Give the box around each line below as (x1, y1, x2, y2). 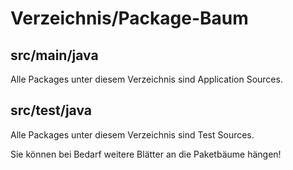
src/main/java (10, 47, 99, 64)
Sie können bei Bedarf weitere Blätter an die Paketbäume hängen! (10, 148, 282, 160)
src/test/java (10, 102, 93, 119)
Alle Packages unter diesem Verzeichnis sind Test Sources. (10, 128, 255, 141)
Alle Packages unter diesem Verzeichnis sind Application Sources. (10, 73, 283, 85)
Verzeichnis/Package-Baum (10, 7, 249, 30)
